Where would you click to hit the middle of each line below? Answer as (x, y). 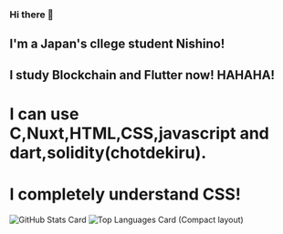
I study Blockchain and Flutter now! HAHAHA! (142, 75)
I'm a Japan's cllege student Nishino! (117, 44)
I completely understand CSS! (126, 194)
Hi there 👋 (32, 15)
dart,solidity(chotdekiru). (108, 153)
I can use (44, 114)
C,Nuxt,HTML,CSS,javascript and (139, 133)
